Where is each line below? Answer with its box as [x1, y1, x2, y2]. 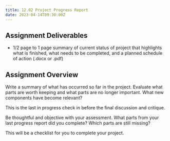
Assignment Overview [5, 70, 79, 79]
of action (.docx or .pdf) [12, 56, 64, 62]
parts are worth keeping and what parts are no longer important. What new [5, 89, 164, 96]
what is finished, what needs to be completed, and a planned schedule [12, 50, 163, 56]
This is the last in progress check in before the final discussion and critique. [5, 105, 165, 111]
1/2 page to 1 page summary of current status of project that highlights [12, 44, 162, 51]
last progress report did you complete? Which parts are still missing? [5, 120, 150, 126]
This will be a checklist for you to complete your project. [5, 130, 124, 136]
